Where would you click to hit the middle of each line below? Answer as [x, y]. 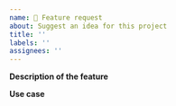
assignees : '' [36, 51]
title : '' [28, 34]
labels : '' [30, 43]
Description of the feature [59, 76]
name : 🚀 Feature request [56, 18]
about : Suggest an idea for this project [88, 26]
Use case [27, 94]
